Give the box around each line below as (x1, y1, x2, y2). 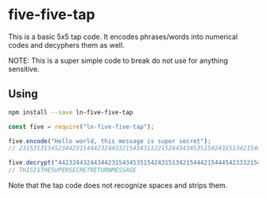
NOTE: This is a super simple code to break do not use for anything (8, 56, 229, 65)
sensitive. (8, 64, 40, 73)
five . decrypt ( (8, 159, 56, 167)
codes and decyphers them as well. (8, 40, 125, 49)
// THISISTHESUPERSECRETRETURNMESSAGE (8, 166, 137, 174)
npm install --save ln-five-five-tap (8, 108, 133, 116)
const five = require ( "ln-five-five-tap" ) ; (8, 122, 155, 130)
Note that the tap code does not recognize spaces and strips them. (8, 181, 228, 190)
